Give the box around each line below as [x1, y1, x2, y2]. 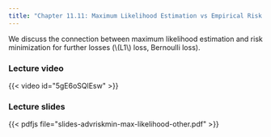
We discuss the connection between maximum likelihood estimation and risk [8, 34, 263, 44]
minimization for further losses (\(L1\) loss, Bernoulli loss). [8, 42, 201, 52]
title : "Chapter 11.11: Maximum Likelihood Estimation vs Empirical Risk [8, 11, 263, 20]
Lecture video [8, 62, 65, 73]
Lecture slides [8, 101, 66, 112]
